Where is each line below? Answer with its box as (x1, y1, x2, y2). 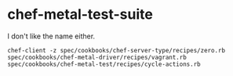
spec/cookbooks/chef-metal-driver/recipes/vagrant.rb (7, 53, 187, 61)
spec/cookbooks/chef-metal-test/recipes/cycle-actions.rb (7, 60, 201, 68)
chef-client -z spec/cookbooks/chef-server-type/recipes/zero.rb (7, 46, 225, 54)
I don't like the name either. (7, 31, 96, 41)
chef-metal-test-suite (7, 5, 154, 24)
